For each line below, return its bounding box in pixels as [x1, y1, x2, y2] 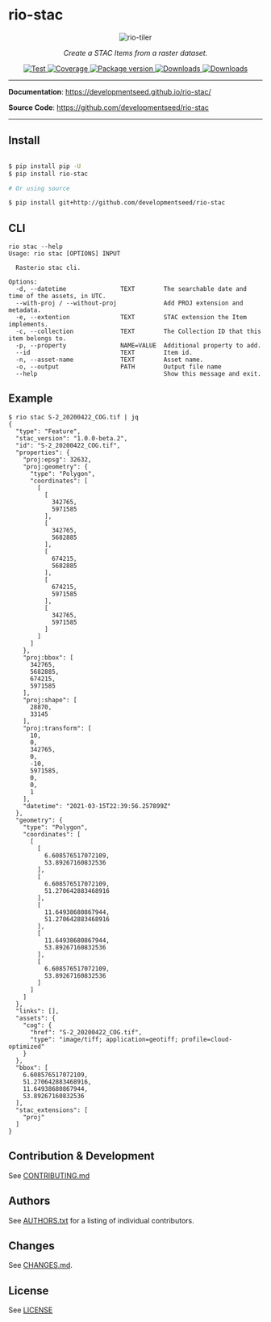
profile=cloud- [181, 1035, 232, 1043]
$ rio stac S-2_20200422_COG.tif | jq [8, 413, 139, 421]
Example [8, 392, 53, 406]
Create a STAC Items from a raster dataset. [63, 48, 208, 57]
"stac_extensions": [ [15, 1105, 89, 1114]
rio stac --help [8, 242, 63, 251]
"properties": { [15, 448, 70, 457]
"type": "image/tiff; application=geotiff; [29, 1035, 179, 1043]
